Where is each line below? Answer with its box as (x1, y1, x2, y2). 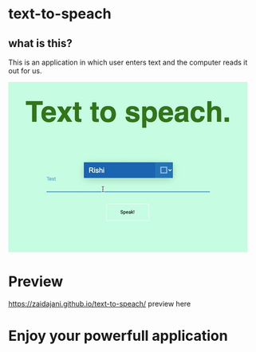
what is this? (8, 37, 73, 50)
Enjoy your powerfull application (8, 327, 229, 345)
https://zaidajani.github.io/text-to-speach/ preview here (8, 299, 191, 308)
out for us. (8, 66, 42, 76)
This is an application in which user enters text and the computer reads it (8, 57, 248, 67)
